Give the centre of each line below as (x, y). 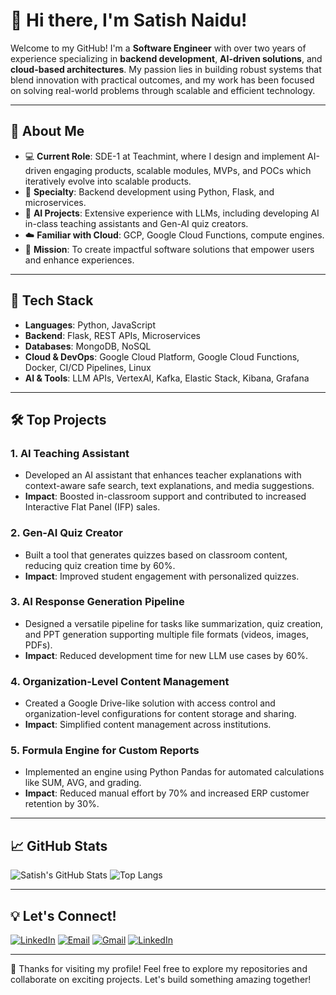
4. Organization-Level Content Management (120, 681)
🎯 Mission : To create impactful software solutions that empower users (169, 249)
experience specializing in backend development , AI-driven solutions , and (166, 58)
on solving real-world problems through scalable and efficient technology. (163, 90)
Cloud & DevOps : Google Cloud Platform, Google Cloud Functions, (162, 356)
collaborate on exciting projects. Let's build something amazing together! (161, 980)
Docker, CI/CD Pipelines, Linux (88, 367)
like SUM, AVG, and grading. (83, 783)
